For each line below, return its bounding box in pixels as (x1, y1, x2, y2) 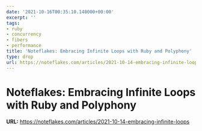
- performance (6, 43, 42, 49)
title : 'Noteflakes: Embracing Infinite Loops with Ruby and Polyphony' (6, 48, 192, 54)
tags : (6, 20, 20, 26)
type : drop (6, 54, 34, 60)
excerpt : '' (6, 14, 36, 21)
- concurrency (6, 31, 42, 37)
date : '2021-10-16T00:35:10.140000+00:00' (6, 8, 114, 15)
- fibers (6, 37, 28, 43)
